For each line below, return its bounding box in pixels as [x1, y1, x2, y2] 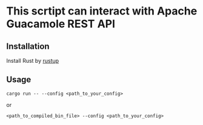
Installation [6, 41, 50, 51]
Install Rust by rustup [6, 57, 59, 64]
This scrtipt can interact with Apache [6, 4, 198, 18]
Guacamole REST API [6, 17, 116, 31]
